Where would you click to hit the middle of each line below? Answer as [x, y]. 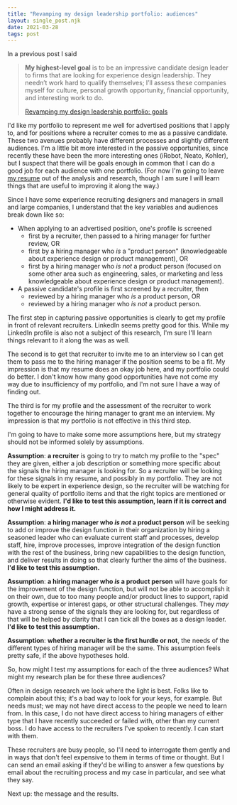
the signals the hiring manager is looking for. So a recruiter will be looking [115, 471]
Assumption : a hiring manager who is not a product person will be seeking [118, 522]
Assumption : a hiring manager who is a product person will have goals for [118, 582]
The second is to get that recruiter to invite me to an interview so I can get [115, 354]
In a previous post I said [42, 54]
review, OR [44, 244]
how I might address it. [42, 509]
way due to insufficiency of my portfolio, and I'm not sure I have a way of [114, 384]
